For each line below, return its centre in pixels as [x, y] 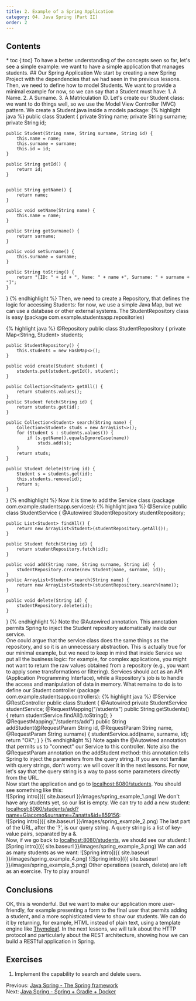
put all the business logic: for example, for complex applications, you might [97, 659]
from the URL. [23, 778]
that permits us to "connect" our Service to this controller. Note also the [92, 747]
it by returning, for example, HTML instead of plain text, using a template [93, 923]
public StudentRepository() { [43, 346]
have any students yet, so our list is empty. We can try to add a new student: [98, 803]
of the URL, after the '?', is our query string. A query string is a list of [88, 828]
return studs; [34, 454]
